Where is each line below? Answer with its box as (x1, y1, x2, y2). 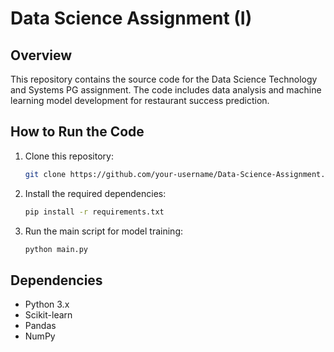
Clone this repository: (24, 150, 114, 162)
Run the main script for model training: (24, 225, 184, 237)
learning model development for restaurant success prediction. (10, 95, 270, 106)
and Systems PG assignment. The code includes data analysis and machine (10, 84, 322, 96)
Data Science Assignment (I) (10, 7, 253, 30)
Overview (10, 47, 73, 64)
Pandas (24, 320, 57, 332)
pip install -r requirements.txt (24, 207, 165, 217)
